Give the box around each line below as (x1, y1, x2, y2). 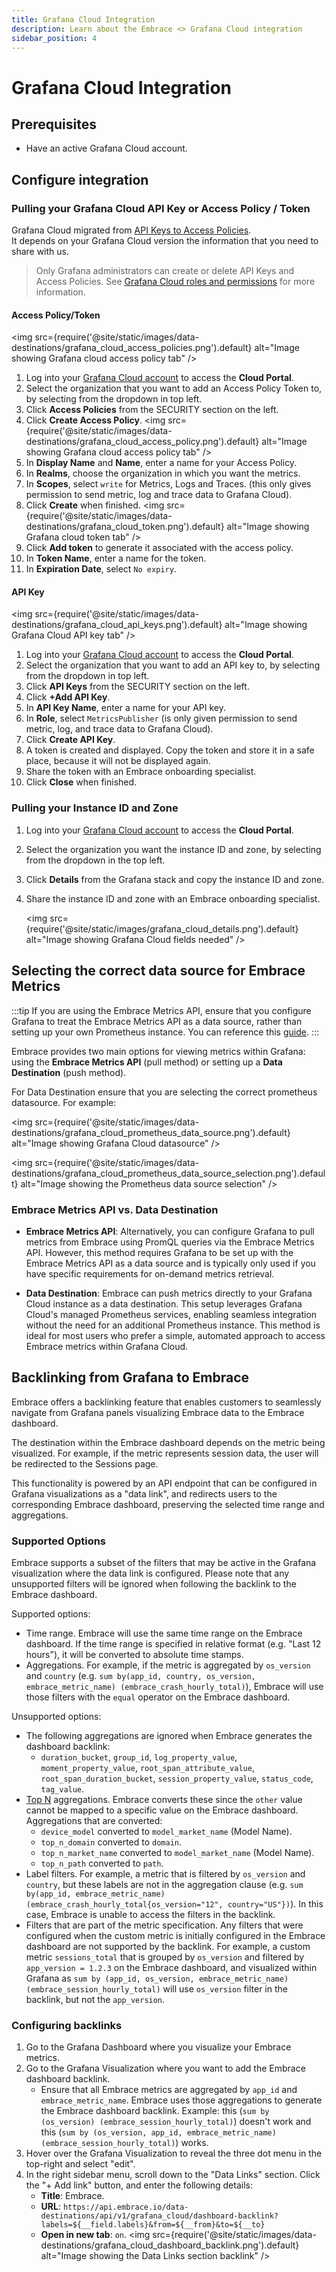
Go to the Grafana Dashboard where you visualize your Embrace (25, 2041, 292, 2053)
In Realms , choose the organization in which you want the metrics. (25, 467, 301, 480)
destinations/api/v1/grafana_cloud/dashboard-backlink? (40, 2211, 279, 2221)
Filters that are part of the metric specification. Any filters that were (25, 1919, 304, 1931)
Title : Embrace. (40, 2190, 105, 2202)
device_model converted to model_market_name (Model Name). (40, 1825, 293, 1837)
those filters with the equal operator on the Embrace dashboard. (25, 1691, 291, 1703)
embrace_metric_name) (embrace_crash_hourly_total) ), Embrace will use (25, 1680, 324, 1692)
